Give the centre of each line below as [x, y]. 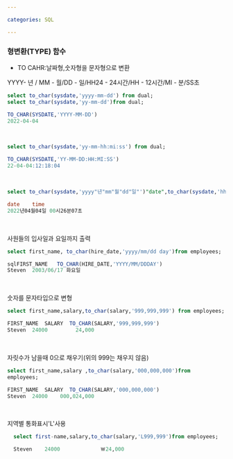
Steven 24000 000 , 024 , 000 [51, 396]
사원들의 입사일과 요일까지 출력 [49, 238]
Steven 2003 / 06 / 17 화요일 [44, 270]
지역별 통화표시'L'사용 [36, 424]
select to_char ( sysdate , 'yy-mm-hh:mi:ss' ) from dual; [87, 147]
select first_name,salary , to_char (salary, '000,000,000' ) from [99, 371]
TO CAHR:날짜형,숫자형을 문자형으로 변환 [74, 67]
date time [26, 204]
